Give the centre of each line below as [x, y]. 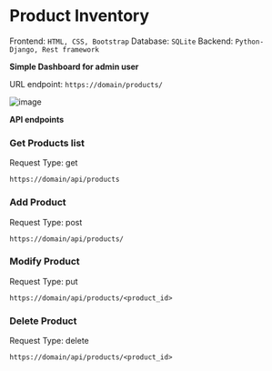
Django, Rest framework [55, 50]
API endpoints [37, 119]
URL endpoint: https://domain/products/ [86, 84]
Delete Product [43, 321]
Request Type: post [46, 222]
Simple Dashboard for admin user [74, 66]
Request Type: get [44, 163]
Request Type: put [44, 281]
